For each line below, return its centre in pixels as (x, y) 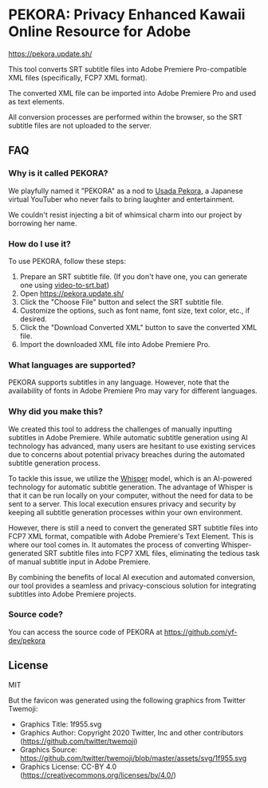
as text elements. (37, 101)
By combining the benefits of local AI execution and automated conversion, (132, 577)
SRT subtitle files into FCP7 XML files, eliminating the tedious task (152, 553)
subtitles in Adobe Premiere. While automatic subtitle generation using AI (128, 437)
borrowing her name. (43, 223)
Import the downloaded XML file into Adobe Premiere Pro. (115, 344)
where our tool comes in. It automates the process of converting (114, 545)
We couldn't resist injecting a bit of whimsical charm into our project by (125, 215)
